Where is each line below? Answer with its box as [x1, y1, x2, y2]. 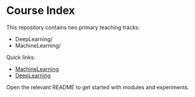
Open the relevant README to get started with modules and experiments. [6, 83, 190, 91]
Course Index [6, 4, 76, 18]
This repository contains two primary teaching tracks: [6, 24, 140, 31]
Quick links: [6, 53, 36, 61]
